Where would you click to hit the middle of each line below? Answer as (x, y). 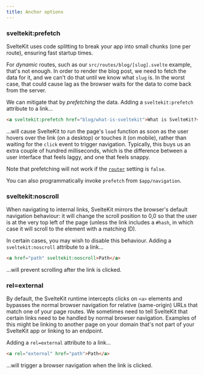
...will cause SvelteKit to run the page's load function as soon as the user (97, 131)
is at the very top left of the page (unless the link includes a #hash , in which (100, 223)
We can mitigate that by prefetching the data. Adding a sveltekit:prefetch (100, 102)
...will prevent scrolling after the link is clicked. (64, 269)
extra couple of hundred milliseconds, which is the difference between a (97, 150)
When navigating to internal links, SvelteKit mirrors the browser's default (97, 209)
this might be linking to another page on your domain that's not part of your (100, 325)
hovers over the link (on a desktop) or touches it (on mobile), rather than (97, 138)
